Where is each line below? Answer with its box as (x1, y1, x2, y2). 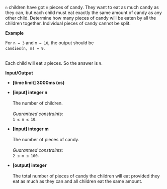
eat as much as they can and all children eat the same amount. (12, 178, 142, 184)
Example (5, 30, 24, 36)
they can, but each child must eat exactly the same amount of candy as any (5, 10, 162, 16)
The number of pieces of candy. (12, 137, 79, 142)
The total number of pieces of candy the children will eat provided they (12, 173, 160, 179)
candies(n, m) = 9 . (5, 45, 45, 51)
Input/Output (5, 70, 34, 76)
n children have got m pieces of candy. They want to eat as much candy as (5, 5, 159, 10)
